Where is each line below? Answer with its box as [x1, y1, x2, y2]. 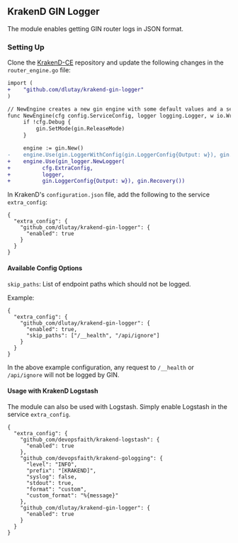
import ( [7, 79, 33, 87]
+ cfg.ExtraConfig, [7, 164, 93, 172]
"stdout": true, [25, 479, 74, 486]
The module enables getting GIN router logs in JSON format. [7, 24, 184, 33]
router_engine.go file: [7, 66, 71, 74]
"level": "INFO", [25, 461, 78, 468]
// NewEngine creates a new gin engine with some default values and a [7, 106, 223, 113]
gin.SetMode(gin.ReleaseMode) [35, 125, 125, 133]
